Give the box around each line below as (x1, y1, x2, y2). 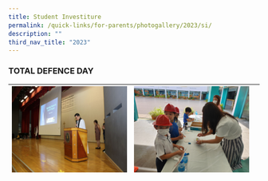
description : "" (8, 30, 62, 37)
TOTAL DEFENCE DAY (8, 65, 94, 77)
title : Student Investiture (8, 13, 102, 21)
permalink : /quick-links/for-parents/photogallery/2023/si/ (8, 21, 213, 30)
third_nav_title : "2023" (8, 38, 91, 46)
